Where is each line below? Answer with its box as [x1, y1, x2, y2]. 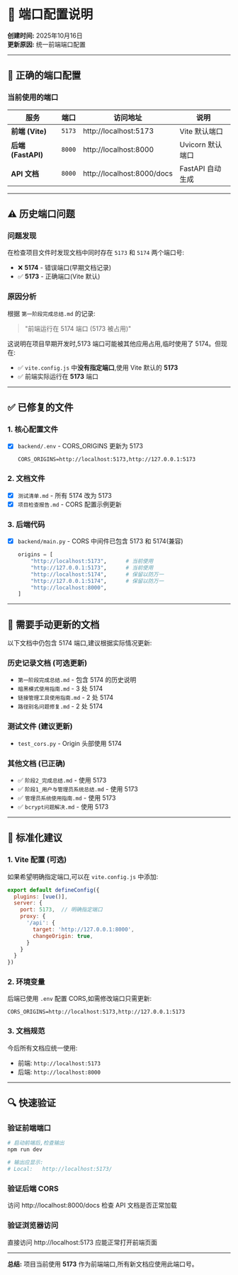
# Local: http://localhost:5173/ [7, 1166, 113, 1173]
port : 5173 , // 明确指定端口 [20, 906, 103, 914]
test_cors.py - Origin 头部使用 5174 [17, 739, 122, 747]
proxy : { [20, 913, 46, 920]
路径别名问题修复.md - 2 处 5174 [17, 702, 103, 710]
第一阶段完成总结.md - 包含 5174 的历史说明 [17, 676, 137, 684]
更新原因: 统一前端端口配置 [7, 40, 86, 48]
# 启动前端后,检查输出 [7, 1140, 65, 1147]
